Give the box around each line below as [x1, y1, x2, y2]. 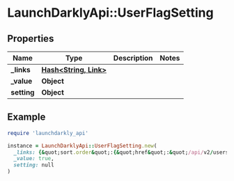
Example [7, 111, 46, 123]
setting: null [13, 162, 54, 168]
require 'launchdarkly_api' [7, 129, 89, 136]
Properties [7, 33, 54, 45]
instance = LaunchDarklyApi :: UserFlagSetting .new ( [7, 142, 157, 149]
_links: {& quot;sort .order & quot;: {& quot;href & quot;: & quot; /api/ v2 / [13, 148, 214, 156]
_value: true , [13, 155, 54, 162]
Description [113, 54, 153, 63]
